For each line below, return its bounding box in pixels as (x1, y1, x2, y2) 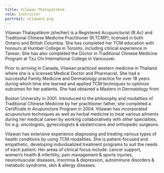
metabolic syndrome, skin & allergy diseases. (5, 162, 96, 168)
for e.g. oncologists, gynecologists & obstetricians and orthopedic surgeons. (5, 122, 160, 127)
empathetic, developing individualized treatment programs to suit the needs (5, 142, 158, 148)
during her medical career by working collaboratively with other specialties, (5, 116, 158, 123)
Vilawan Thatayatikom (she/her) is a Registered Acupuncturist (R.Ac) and (5, 30, 153, 36)
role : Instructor (5, 12, 41, 17)
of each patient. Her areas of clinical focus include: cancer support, (5, 147, 141, 152)
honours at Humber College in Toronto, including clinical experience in (5, 45, 147, 51)
